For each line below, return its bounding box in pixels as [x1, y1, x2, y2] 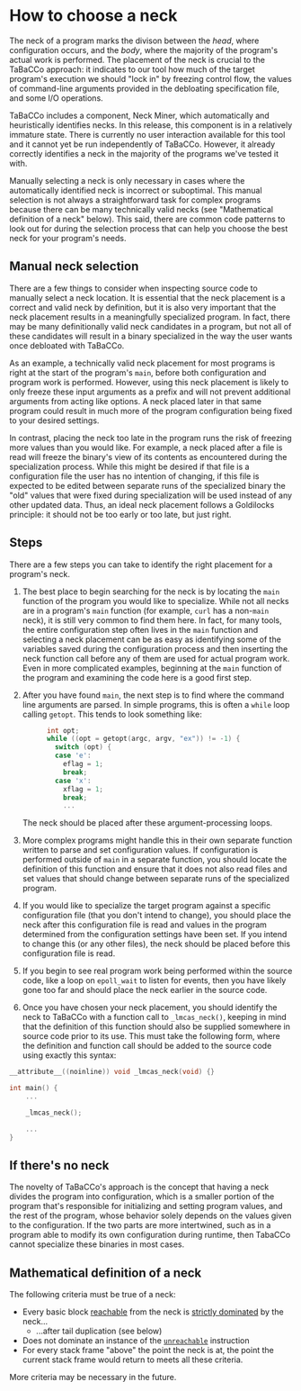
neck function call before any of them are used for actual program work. [22, 653, 290, 664]
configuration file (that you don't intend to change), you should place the [22, 910, 292, 921]
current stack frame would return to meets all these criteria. [22, 1354, 243, 1365]
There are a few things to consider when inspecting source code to [9, 283, 258, 294]
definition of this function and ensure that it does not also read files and [22, 863, 288, 874]
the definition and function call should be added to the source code [22, 1041, 272, 1052]
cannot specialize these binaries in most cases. [9, 1239, 185, 1250]
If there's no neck [9, 1158, 110, 1173]
